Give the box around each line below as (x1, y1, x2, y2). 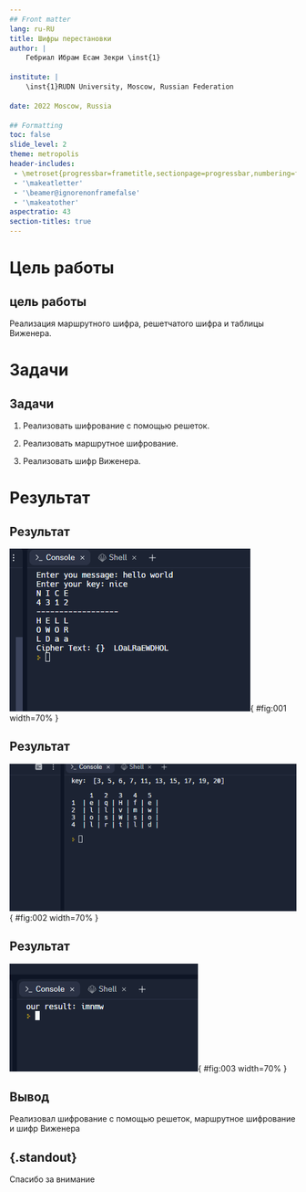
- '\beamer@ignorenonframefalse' (13, 188, 141, 197)
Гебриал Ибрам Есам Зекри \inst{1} (25, 53, 161, 63)
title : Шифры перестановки (9, 34, 112, 43)
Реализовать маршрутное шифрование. (22, 438, 179, 448)
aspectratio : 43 (9, 207, 71, 216)
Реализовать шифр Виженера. (22, 456, 141, 466)
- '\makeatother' (13, 197, 79, 207)
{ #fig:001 (250, 703, 287, 713)
